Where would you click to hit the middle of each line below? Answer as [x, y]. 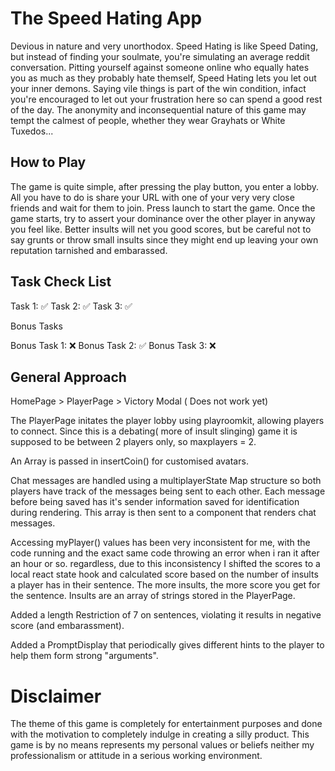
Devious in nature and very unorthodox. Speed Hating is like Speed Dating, [164, 46]
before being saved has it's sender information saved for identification [155, 502]
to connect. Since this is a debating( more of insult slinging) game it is [154, 431]
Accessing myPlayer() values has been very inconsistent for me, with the [160, 543]
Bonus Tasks [36, 326]
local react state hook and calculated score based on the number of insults [164, 574]
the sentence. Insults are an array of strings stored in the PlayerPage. [153, 596]
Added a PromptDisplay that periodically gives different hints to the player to [167, 645]
